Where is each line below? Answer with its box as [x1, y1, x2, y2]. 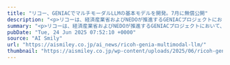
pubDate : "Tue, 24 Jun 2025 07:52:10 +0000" [7, 28, 136, 36]
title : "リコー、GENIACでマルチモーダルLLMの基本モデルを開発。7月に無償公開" [7, 9, 208, 17]
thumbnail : [7, 48, 38, 55]
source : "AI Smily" [7, 35, 63, 42]
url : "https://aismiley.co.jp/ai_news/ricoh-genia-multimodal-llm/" [7, 41, 207, 48]
